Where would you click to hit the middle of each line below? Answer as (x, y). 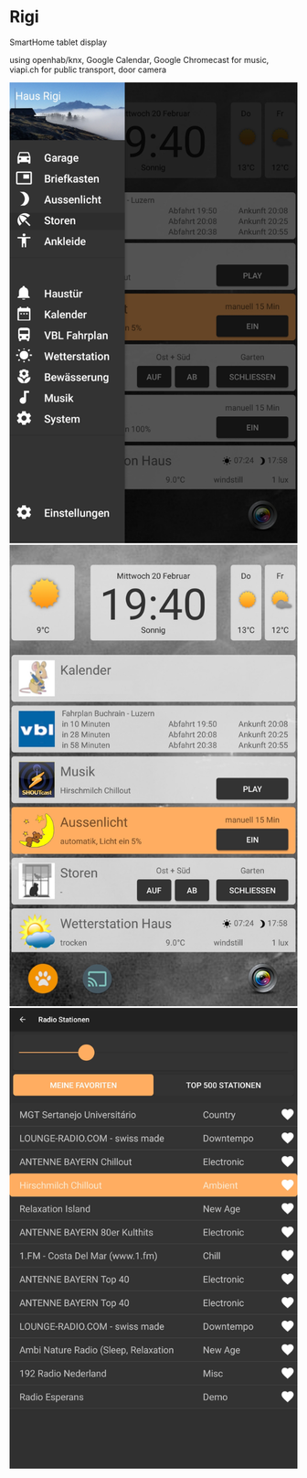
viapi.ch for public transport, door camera (88, 70)
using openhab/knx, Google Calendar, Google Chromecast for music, (139, 59)
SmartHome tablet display (58, 42)
